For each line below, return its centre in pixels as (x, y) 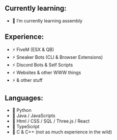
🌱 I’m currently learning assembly (47, 20)
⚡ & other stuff (27, 80)
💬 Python (22, 110)
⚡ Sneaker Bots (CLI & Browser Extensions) (57, 57)
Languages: (24, 98)
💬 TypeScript (26, 127)
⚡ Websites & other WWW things (47, 72)
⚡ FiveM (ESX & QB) (33, 49)
